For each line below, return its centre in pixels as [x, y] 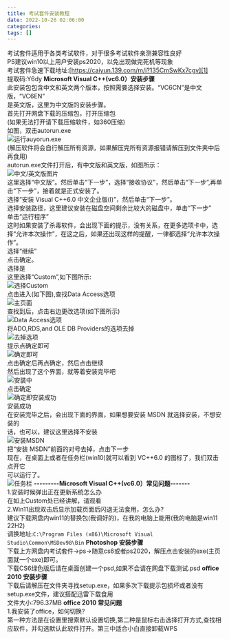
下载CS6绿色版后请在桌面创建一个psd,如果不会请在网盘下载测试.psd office [113, 568]
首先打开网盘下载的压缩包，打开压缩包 [61, 114]
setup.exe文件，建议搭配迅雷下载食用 [60, 594]
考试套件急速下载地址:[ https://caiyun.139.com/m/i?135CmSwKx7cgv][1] [108, 70]
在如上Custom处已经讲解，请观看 [54, 501]
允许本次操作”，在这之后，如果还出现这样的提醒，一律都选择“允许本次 [115, 234]
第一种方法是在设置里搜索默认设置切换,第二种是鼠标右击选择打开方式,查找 [111, 620]
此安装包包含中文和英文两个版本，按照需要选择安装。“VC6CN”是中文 [105, 87]
